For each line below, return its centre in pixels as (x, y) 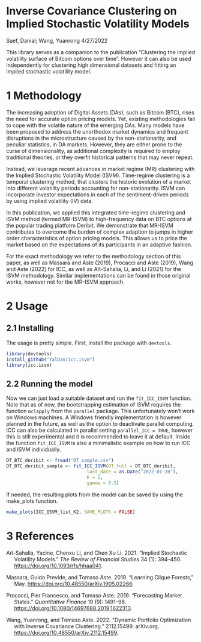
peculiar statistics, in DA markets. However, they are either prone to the (94, 144)
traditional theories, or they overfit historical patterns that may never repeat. (100, 157)
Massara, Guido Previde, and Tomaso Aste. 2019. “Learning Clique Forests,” (100, 577)
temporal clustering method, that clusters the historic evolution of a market (99, 181)
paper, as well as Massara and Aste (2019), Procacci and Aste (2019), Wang (100, 263)
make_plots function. (32, 500)
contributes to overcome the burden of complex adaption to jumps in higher (100, 232)
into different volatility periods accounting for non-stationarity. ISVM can (96, 188)
